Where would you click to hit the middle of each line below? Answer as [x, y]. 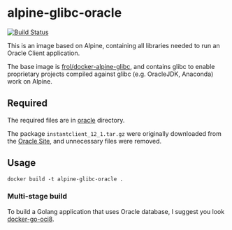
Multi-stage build [37, 197]
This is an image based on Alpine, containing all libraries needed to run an [114, 45]
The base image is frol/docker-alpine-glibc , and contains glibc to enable [111, 66]
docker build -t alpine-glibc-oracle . [65, 179]
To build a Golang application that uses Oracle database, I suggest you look [116, 211]
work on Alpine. [30, 81]
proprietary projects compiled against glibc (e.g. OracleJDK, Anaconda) [110, 74]
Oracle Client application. [44, 53]
